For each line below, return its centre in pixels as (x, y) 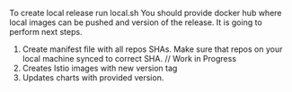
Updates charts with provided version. (93, 78)
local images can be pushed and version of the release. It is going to (136, 22)
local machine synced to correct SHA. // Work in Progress (129, 59)
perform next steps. (46, 32)
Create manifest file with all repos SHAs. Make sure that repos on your (152, 49)
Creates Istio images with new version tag (100, 68)
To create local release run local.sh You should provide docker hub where (146, 13)
